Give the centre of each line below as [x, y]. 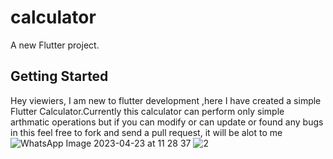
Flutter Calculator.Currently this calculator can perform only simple [147, 111]
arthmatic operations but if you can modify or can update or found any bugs [167, 122]
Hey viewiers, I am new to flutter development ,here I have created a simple [166, 100]
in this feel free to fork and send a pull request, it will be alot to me [146, 132]
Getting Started [59, 76]
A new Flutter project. [55, 45]
